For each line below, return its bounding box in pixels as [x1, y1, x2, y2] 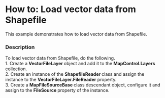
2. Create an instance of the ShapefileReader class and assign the [5, 71, 145, 77]
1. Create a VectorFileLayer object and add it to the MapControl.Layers [5, 61, 155, 67]
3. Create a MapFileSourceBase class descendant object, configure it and [5, 82, 161, 88]
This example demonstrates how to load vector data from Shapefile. [5, 31, 147, 37]
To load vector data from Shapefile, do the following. [5, 55, 115, 61]
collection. [5, 66, 27, 72]
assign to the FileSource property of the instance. [5, 87, 110, 93]
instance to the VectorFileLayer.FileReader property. [5, 77, 117, 83]
